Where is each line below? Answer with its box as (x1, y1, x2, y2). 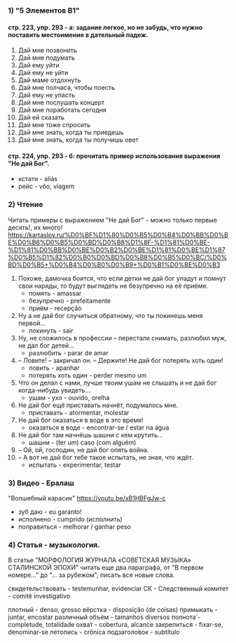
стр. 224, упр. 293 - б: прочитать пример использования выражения (8, 152, 221, 160)
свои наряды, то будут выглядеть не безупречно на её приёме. (18, 281, 209, 290)
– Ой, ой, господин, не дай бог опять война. (18, 445, 149, 454)
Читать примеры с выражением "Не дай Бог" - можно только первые (8, 216, 218, 224)
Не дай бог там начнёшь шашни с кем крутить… (18, 430, 163, 439)
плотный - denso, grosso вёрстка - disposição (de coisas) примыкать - (8, 606, 218, 614)
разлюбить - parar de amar (28, 348, 109, 357)
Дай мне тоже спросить (18, 121, 90, 129)
